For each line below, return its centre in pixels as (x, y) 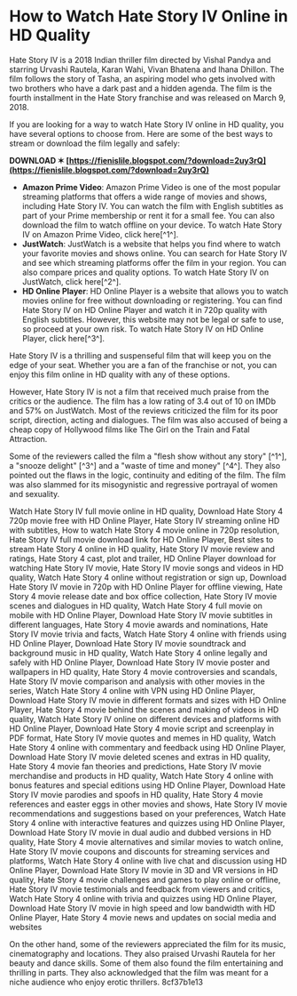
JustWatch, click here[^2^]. (71, 281)
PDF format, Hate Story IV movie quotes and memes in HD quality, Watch (143, 738)
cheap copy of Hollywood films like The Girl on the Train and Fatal (129, 430)
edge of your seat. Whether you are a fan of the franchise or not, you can (143, 365)
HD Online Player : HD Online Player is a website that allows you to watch (155, 291)
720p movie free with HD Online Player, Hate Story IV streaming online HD (145, 520)
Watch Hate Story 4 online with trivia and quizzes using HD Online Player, (143, 898)
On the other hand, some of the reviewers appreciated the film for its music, (148, 944)
